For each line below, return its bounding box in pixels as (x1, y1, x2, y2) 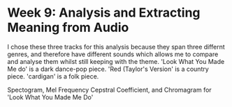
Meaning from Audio (7, 19, 129, 35)
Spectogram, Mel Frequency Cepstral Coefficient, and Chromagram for (7, 85, 212, 94)
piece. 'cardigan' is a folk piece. (7, 72, 99, 81)
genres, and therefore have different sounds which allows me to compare (7, 50, 219, 58)
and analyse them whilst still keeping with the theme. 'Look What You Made (7, 57, 225, 65)
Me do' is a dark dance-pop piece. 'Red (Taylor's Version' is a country (7, 65, 210, 73)
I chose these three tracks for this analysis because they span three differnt (7, 42, 225, 51)
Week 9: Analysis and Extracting (7, 5, 201, 21)
